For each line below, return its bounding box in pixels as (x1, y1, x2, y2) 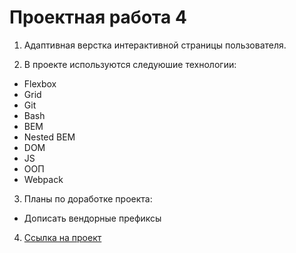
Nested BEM (23, 131, 76, 143)
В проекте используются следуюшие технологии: (23, 58, 237, 70)
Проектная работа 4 (9, 6, 187, 29)
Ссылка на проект (23, 231, 102, 243)
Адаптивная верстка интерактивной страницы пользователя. (23, 39, 287, 51)
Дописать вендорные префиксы (23, 212, 162, 224)
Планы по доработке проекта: (23, 192, 153, 205)
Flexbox (23, 77, 57, 90)
